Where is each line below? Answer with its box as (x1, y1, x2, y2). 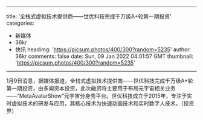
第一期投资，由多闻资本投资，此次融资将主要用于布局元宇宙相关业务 (6, 85, 176, 92)
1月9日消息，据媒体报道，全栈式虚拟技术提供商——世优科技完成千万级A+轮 (6, 77, 193, 84)
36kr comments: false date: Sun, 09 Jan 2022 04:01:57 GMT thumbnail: (14, 52, 193, 60)
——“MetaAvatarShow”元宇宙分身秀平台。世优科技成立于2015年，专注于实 (6, 92, 193, 99)
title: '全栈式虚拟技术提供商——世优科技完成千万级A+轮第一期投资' (6, 13, 172, 20)
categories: (6, 19, 34, 27)
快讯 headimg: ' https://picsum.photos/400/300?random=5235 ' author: (14, 46, 192, 53)
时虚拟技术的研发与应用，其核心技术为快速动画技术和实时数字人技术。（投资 (6, 100, 195, 107)
